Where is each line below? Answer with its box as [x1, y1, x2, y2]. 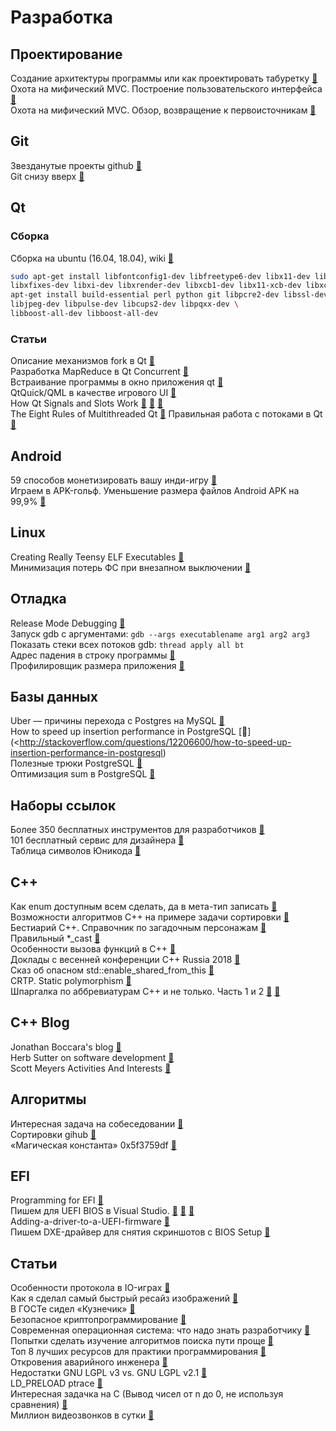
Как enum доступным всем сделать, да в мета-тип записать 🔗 [10, 901, 278, 913]
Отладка [10, 591, 67, 608]
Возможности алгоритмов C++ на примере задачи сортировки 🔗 [10, 911, 290, 923]
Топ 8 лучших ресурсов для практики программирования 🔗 [10, 1346, 267, 1358]
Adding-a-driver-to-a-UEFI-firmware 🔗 [10, 1216, 170, 1228]
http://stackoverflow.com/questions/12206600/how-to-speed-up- [19, 736, 292, 748]
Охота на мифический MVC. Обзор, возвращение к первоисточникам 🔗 [10, 104, 317, 116]
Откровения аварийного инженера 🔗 [10, 1356, 168, 1368]
